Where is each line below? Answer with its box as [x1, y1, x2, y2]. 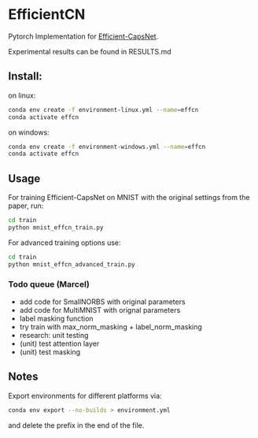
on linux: [8, 91, 36, 100]
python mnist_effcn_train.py [8, 223, 104, 232]
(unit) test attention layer [19, 339, 100, 348]
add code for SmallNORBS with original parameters [19, 297, 186, 306]
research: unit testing [19, 330, 89, 340]
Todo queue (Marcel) [8, 279, 90, 290]
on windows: [8, 128, 50, 137]
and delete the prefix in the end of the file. [8, 420, 145, 430]
